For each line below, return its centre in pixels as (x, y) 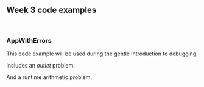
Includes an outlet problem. (40, 66)
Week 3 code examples (51, 10)
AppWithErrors (29, 40)
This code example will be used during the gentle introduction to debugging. (102, 54)
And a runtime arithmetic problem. (49, 77)
